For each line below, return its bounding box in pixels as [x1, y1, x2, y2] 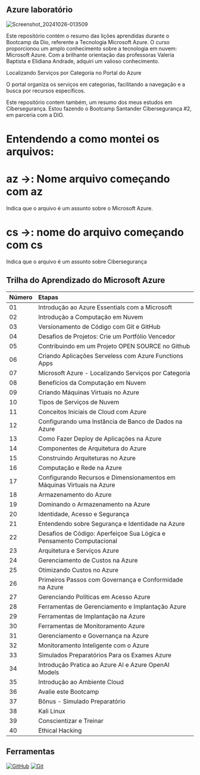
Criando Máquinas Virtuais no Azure [38, 388, 140, 396]
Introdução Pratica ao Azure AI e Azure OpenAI [38, 660, 170, 669]
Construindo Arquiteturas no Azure [38, 454, 136, 462]
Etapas [38, 293, 58, 301]
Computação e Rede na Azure [38, 463, 122, 472]
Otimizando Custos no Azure [38, 565, 119, 574]
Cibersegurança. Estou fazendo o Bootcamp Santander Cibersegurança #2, [6, 104, 192, 112]
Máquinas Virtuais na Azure [38, 481, 115, 489]
